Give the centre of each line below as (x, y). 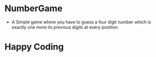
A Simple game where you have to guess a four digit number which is (81, 22)
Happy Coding (34, 47)
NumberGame (34, 9)
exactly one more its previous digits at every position (65, 27)
